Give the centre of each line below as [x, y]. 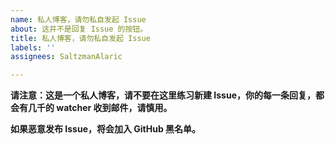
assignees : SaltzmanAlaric [66, 57]
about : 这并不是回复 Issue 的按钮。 [79, 29]
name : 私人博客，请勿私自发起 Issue [78, 19]
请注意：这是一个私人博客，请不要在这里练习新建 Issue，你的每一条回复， [163, 95]
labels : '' [33, 47]
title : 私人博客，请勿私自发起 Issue [80, 38]
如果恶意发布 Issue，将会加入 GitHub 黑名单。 [106, 129]
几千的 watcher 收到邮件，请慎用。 [100, 108]
